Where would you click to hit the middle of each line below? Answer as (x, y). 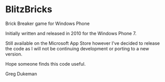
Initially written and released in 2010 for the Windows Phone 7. (71, 33)
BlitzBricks (29, 9)
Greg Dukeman (21, 74)
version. (14, 54)
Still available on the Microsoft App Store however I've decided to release (83, 43)
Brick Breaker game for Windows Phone (47, 23)
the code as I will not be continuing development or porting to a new (77, 48)
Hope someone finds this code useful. (46, 64)
